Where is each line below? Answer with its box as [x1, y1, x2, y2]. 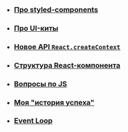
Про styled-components [13, 5, 98, 15]
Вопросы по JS [13, 79, 67, 88]
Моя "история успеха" [13, 97, 95, 107]
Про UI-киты [13, 23, 59, 32]
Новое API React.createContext [13, 41, 121, 51]
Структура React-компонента [13, 60, 121, 70]
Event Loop [13, 116, 53, 126]
